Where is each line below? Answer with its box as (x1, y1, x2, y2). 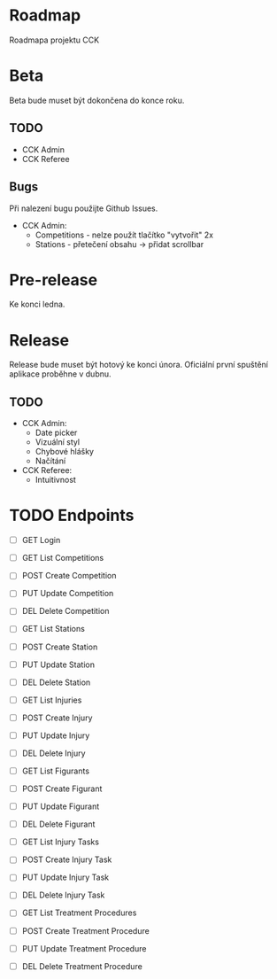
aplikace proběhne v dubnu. (9, 369, 112, 379)
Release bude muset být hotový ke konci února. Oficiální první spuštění (9, 360, 268, 370)
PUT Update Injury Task (21, 872, 110, 882)
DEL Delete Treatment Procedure (21, 960, 143, 971)
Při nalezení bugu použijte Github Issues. (9, 203, 158, 214)
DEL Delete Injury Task (21, 890, 105, 900)
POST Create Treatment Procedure (21, 925, 150, 936)
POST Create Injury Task (21, 854, 112, 865)
